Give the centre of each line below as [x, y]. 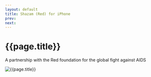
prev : [10, 18]
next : [10, 23]
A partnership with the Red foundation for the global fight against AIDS [76, 60]
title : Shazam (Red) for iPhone [38, 14]
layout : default [21, 9]
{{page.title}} [33, 47]
